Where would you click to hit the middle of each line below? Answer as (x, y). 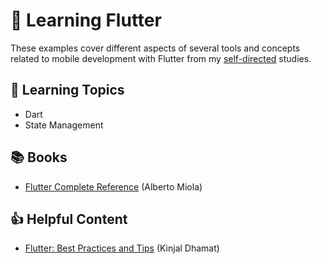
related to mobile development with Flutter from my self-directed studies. (161, 58)
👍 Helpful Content (69, 219)
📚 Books (39, 157)
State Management (64, 125)
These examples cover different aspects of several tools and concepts (155, 48)
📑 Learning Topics (67, 90)
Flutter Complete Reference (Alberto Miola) (113, 186)
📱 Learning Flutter (86, 20)
